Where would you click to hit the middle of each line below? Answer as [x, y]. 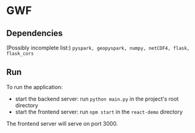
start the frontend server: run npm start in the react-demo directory [99, 112]
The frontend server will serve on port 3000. [62, 123]
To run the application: [34, 87]
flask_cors [20, 54]
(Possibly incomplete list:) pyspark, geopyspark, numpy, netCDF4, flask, [98, 48]
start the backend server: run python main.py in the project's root [97, 99]
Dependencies [34, 33]
